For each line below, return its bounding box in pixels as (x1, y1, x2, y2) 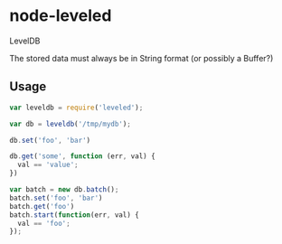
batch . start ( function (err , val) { (9, 210, 140, 220)
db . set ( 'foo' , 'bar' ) (9, 136, 91, 145)
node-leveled (9, 5, 112, 26)
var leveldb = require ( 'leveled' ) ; (9, 103, 144, 112)
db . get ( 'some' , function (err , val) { (9, 152, 155, 161)
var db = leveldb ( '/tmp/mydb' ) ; (9, 119, 131, 128)
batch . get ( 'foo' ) (9, 202, 75, 211)
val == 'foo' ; (17, 219, 70, 228)
